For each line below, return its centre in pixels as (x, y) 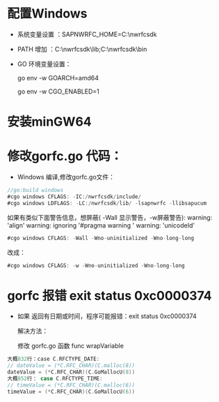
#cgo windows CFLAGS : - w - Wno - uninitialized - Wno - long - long (96, 265)
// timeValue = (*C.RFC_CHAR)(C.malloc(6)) (71, 385)
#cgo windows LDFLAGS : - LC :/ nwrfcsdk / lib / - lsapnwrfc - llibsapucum (107, 203)
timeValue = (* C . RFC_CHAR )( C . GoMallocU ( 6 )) (71, 392)
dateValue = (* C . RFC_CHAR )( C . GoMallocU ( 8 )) (71, 372)
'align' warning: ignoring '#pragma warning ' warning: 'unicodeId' (101, 225)
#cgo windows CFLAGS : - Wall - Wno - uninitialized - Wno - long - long (101, 238)
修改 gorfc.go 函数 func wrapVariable (70, 346)
